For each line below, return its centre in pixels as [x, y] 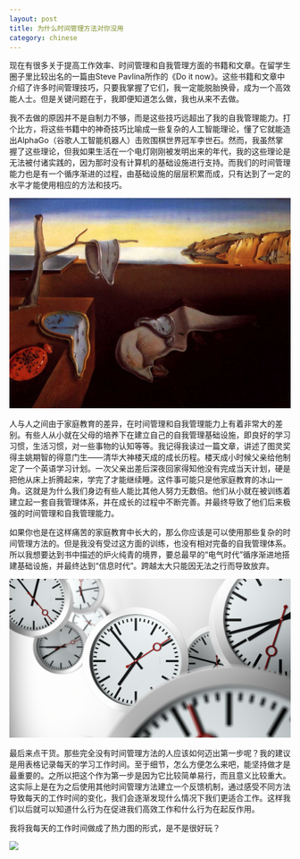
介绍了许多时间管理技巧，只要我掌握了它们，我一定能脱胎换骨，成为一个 [142, 88]
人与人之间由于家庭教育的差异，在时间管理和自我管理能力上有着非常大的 [142, 424]
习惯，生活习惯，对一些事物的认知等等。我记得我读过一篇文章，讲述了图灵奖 [150, 447]
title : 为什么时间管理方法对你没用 [67, 28]
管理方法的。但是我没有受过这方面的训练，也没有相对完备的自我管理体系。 [154, 544]
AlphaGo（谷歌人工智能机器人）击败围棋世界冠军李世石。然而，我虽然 [146, 140]
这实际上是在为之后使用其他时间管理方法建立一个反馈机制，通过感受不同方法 [150, 787]
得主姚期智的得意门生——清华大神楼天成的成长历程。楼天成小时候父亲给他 [146, 457]
